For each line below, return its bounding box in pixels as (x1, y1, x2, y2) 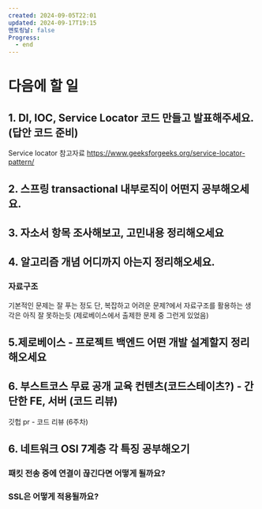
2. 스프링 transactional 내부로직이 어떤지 (8, 182, 200, 196)
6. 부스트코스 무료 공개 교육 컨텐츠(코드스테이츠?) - (8, 380, 242, 393)
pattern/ (8, 157, 35, 167)
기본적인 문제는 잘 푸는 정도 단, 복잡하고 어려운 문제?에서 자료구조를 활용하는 (8, 301, 243, 310)
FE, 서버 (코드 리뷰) (29, 395, 118, 408)
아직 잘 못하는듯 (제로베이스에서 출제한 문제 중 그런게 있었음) (22, 310, 209, 320)
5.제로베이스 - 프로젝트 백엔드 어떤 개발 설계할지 (8, 335, 229, 349)
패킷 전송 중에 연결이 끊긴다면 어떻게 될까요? (8, 468, 166, 479)
